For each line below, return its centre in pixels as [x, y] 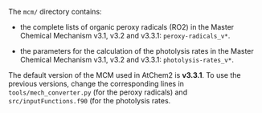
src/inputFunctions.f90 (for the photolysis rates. [90, 101]
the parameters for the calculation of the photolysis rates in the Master [137, 51]
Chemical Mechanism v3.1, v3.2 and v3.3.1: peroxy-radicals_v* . [125, 36]
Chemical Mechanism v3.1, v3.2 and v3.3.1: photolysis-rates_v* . [127, 60]
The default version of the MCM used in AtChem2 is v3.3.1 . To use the [125, 75]
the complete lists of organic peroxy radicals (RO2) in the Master [127, 27]
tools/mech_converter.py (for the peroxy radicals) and [98, 92]
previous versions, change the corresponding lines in [96, 84]
